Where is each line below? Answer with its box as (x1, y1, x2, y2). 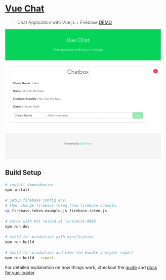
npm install (5, 187, 30, 192)
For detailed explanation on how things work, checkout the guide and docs (5, 264, 157, 270)
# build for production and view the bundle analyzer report (5, 250, 134, 255)
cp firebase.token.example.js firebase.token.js (5, 208, 107, 213)
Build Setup (5, 168, 41, 177)
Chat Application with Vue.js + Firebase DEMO (17, 19, 112, 25)
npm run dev (5, 224, 30, 229)
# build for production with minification (5, 234, 94, 239)
